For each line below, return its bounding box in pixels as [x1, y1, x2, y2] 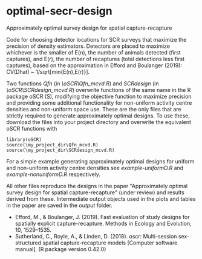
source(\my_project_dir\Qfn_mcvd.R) [6, 142, 99, 148]
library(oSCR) [6, 136, 42, 143]
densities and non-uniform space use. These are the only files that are [6, 105, 181, 113]
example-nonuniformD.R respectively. [6, 171, 101, 178]
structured [15, 239, 41, 246]
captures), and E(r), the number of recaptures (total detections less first [6, 55, 185, 62]
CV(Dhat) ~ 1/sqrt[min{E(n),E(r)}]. [6, 68, 90, 75]
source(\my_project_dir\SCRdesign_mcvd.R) [6, 147, 115, 153]
